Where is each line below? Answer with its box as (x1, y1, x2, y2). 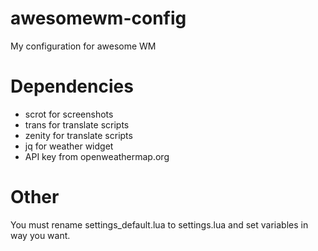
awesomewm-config (10, 7, 187, 30)
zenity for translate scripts (24, 129, 133, 141)
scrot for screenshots (24, 108, 114, 120)
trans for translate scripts (24, 118, 130, 131)
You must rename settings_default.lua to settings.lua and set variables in (10, 218, 309, 231)
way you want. (10, 229, 71, 241)
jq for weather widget (24, 140, 114, 152)
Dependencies (10, 75, 134, 98)
